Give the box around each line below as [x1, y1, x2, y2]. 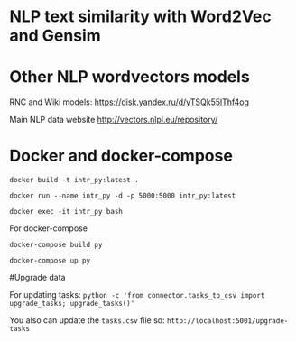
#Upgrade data [9, 272, 66, 283]
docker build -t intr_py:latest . [9, 176, 140, 185]
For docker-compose [9, 223, 88, 234]
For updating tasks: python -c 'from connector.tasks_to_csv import [9, 290, 265, 300]
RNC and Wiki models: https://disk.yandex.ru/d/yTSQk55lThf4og [9, 97, 250, 107]
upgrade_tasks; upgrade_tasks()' [9, 300, 135, 309]
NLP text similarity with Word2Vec [9, 6, 273, 27]
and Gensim [9, 25, 101, 46]
